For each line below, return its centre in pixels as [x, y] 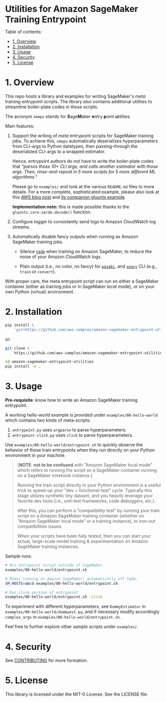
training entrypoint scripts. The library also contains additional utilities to [79, 101]
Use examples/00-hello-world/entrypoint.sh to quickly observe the [74, 445]
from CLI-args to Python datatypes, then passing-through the [75, 146]
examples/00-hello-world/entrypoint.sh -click [54, 597]
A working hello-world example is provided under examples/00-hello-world [82, 415]
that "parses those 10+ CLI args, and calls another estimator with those [85, 166]
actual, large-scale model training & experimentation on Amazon [83, 541]
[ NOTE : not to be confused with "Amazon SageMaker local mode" [85, 465]
